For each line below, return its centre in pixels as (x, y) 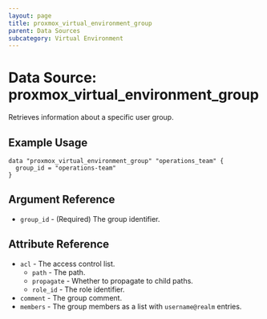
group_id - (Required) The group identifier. (90, 219)
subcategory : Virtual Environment (66, 38)
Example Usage (48, 143)
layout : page (30, 16)
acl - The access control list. (67, 264)
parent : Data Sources (44, 31)
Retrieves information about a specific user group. (91, 117)
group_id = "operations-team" (66, 168)
